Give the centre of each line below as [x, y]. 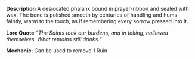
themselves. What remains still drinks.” [54, 39]
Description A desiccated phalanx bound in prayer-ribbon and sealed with [97, 9]
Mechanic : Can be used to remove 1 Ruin [57, 51]
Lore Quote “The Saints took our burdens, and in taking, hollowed [87, 33]
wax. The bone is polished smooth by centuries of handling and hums [92, 15]
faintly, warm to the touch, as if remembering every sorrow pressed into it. [97, 21]
